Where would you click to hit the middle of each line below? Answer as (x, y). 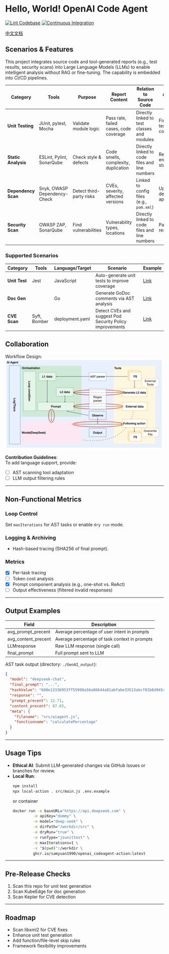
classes (144, 128)
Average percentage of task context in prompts (104, 639)
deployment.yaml (72, 319)
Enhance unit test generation (42, 935)
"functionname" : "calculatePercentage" (56, 722)
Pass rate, (116, 118)
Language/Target (73, 268)
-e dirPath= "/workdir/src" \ (63, 827)
